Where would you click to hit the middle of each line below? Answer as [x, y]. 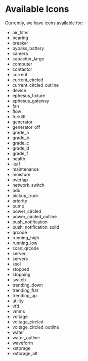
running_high [26, 237]
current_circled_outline [36, 85]
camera [20, 53]
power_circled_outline [34, 216]
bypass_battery [28, 48]
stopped [21, 269]
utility [18, 301]
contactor [22, 69]
